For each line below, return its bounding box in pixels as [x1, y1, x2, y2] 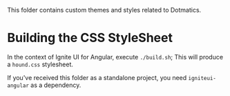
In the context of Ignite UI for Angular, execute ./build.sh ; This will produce [7, 52, 223, 61]
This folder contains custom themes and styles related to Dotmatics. [7, 6, 202, 14]
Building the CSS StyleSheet [7, 30, 173, 46]
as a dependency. [30, 81, 82, 89]
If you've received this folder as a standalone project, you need [7, 73, 187, 81]
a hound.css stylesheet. [7, 60, 74, 68]
